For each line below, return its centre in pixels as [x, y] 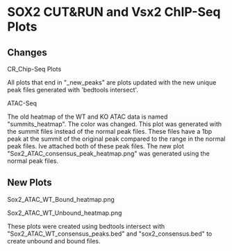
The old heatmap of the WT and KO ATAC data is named [88, 116]
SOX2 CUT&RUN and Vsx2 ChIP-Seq [114, 12]
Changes [27, 52]
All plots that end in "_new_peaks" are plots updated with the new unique [112, 83]
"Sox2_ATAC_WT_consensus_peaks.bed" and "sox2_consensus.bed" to [110, 234]
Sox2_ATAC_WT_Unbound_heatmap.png [65, 213]
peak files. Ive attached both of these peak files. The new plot [96, 146]
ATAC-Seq [22, 103]
